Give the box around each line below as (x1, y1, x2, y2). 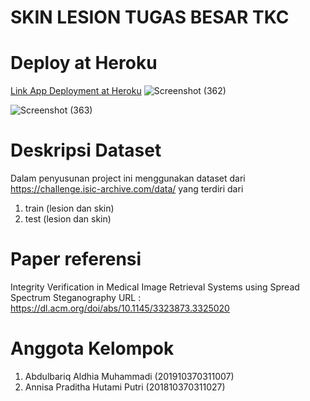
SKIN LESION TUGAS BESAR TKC (10, 6, 290, 29)
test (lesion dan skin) (24, 213, 112, 225)
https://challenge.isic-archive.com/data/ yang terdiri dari (10, 183, 244, 195)
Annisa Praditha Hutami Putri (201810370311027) (24, 381, 226, 393)
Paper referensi (10, 248, 142, 271)
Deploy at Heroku (10, 52, 158, 75)
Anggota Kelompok (10, 337, 175, 360)
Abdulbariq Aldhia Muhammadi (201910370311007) (24, 370, 235, 382)
